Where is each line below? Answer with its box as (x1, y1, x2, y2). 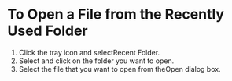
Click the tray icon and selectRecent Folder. (18, 48, 160, 57)
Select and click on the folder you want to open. (18, 56, 175, 65)
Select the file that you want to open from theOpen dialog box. (18, 64, 221, 73)
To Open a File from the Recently (7, 5, 225, 23)
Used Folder (7, 22, 88, 40)
